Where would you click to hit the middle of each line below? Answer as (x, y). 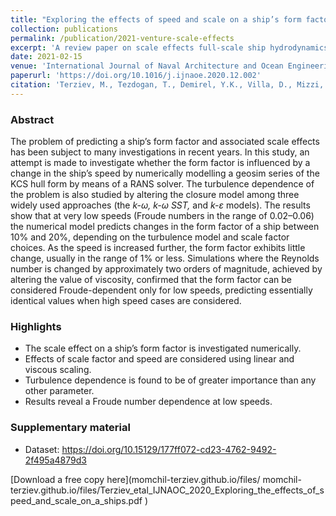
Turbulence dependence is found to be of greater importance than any (170, 380)
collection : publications (64, 29)
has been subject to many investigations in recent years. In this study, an (160, 152)
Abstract (32, 119)
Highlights (36, 326)
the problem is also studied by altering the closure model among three (155, 195)
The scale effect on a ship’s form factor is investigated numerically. (163, 348)
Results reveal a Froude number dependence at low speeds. (148, 402)
